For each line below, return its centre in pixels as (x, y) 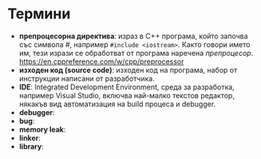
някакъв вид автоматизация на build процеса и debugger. (117, 104)
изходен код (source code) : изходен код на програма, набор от (128, 70)
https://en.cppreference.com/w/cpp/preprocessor (101, 62)
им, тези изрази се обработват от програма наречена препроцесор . (136, 53)
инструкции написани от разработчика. (87, 78)
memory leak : (42, 129)
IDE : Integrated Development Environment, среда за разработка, (127, 87)
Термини (39, 14)
